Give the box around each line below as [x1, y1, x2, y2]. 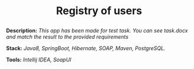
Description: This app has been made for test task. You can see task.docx [6, 27, 188, 34]
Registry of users [55, 4, 143, 18]
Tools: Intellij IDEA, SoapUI [6, 56, 72, 63]
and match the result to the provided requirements [6, 34, 129, 41]
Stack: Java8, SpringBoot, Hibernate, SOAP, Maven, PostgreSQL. [6, 45, 166, 52]
